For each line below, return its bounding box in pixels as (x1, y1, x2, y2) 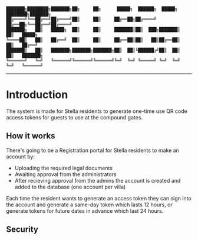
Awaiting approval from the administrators (14, 170, 117, 178)
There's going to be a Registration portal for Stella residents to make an (6, 147, 180, 154)
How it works (6, 131, 55, 141)
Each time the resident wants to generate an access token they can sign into (6, 194, 192, 202)
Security (6, 225, 38, 235)
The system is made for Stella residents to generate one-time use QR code (6, 108, 187, 115)
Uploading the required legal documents (14, 164, 113, 171)
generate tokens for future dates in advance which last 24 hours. (6, 207, 164, 214)
